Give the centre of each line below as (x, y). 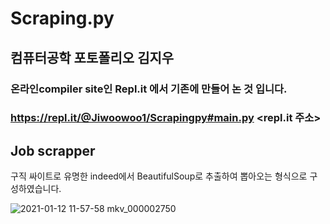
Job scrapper (53, 150)
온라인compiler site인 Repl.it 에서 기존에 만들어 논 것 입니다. (149, 89)
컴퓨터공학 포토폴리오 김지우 (92, 57)
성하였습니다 (35, 189)
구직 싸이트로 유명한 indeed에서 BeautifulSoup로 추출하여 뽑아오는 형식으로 (159, 176)
